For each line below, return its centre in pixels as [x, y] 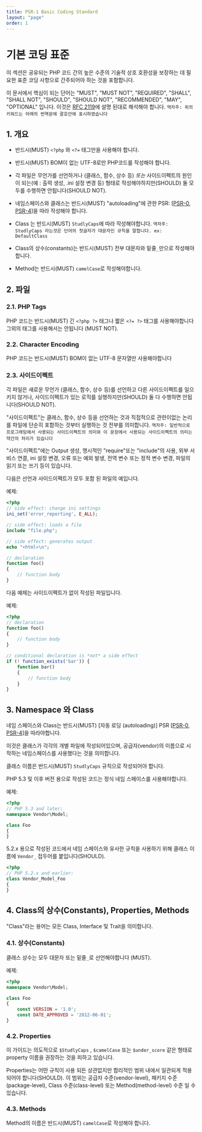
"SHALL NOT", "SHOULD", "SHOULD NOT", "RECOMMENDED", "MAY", [94, 100]
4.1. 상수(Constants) [35, 943]
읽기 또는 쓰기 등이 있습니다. [39, 466]
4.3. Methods [26, 1109]
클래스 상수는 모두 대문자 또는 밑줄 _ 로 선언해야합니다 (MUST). [79, 957]
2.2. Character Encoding [43, 344]
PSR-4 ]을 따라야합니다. [34, 733]
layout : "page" [25, 17]
